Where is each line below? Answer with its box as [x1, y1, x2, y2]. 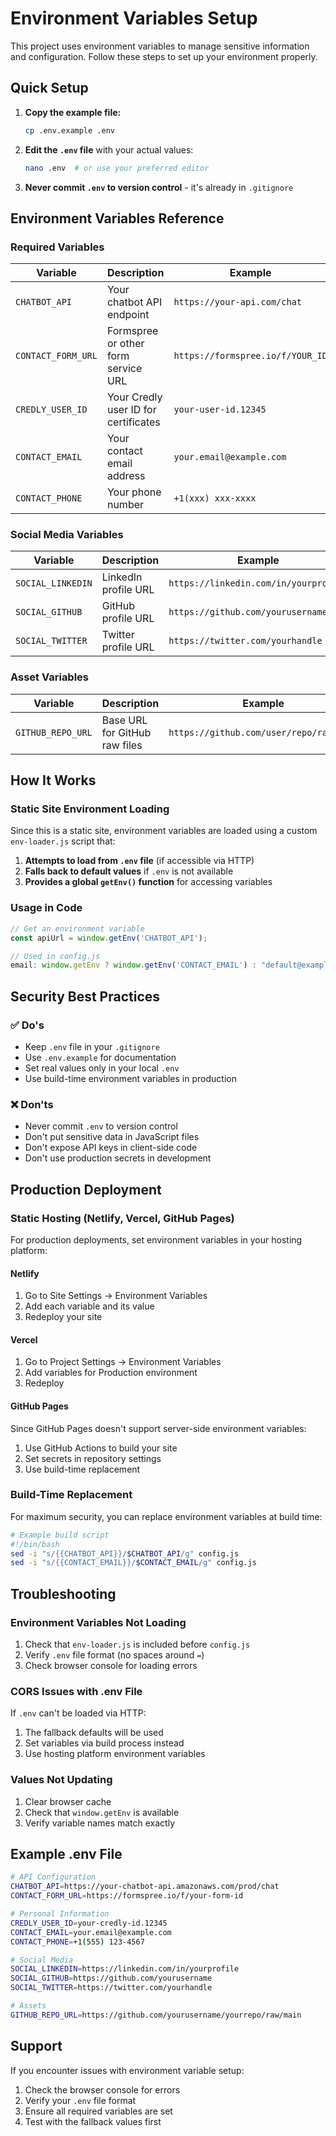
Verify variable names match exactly [24, 1817, 175, 1829]
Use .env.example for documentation [24, 1051, 177, 1063]
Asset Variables [10, 670, 90, 684]
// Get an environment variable [10, 923, 145, 934]
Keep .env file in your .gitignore [24, 1040, 160, 1052]
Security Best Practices [10, 988, 161, 1005]
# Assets [10, 2001, 47, 2011]
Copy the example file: [24, 106, 122, 118]
